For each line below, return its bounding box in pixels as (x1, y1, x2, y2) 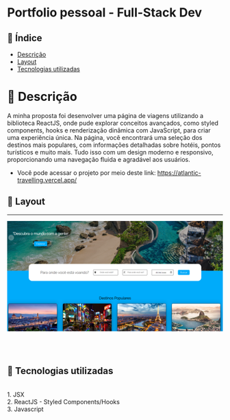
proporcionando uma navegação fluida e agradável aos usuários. (7, 155, 190, 163)
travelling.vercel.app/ (16, 176, 77, 184)
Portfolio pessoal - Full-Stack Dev (7, 5, 203, 21)
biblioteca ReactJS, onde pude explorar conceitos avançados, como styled (7, 119, 219, 127)
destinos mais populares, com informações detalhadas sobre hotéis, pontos (7, 141, 221, 149)
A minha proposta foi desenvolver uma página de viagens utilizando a (7, 111, 204, 119)
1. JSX (7, 390, 25, 399)
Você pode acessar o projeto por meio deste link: (16, 168, 156, 176)
